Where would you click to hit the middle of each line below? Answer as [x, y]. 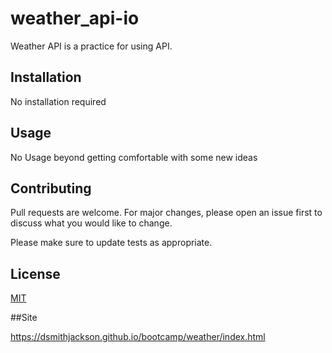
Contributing [51, 188]
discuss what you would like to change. [91, 223]
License [35, 273]
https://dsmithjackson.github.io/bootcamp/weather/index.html [138, 337]
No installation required [58, 101]
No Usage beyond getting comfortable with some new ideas [134, 157]
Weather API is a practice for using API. [91, 46]
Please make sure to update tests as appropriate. [111, 243]
